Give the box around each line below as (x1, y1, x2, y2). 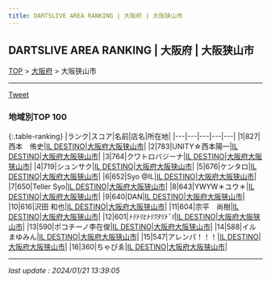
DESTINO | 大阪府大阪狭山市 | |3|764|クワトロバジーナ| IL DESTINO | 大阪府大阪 (8, 151, 263, 161)
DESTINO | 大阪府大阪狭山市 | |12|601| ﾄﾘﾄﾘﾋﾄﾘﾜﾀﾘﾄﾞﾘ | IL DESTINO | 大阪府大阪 (8, 211, 254, 221)
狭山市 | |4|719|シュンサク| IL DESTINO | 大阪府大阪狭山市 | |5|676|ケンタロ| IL (8, 162, 257, 171)
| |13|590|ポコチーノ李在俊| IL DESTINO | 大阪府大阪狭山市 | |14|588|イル (23, 222, 256, 232)
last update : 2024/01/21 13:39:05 (8, 265, 120, 275)
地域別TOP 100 (8, 112, 67, 123)
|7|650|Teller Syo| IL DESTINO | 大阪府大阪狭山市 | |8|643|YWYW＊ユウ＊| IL (8, 182, 255, 191)
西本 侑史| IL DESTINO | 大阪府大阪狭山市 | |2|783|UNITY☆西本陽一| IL (8, 141, 239, 151)
